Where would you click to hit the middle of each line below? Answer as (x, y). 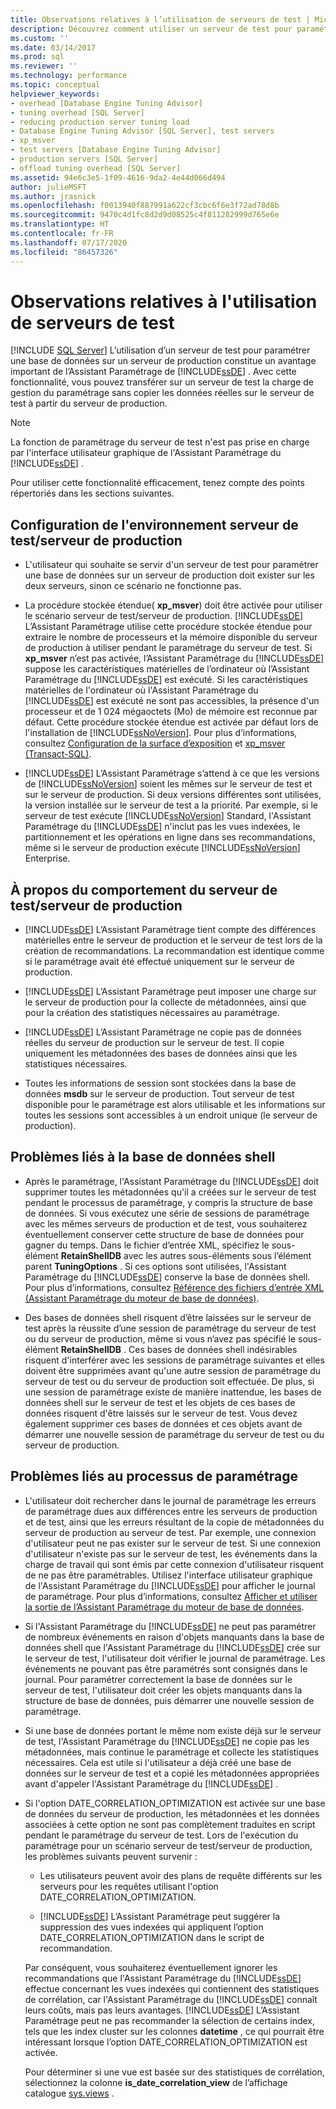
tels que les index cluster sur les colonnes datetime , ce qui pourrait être (174, 2031)
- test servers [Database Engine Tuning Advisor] (116, 150)
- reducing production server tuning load (100, 122)
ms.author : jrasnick (53, 196)
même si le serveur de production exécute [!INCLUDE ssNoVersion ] (162, 848)
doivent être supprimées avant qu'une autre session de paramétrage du (173, 1370)
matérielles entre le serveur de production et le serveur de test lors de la (173, 940)
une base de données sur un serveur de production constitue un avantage (163, 361)
